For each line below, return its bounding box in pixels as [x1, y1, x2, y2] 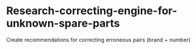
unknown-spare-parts [6, 17, 120, 30]
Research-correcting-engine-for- [6, 4, 177, 18]
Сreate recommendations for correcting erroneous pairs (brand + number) [6, 36, 191, 43]
